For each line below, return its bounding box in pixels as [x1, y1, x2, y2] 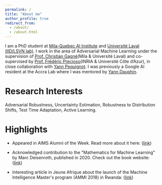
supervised [5, 59, 28, 64]
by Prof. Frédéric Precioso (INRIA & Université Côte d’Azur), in [28, 59, 150, 64]
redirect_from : [5, 20, 36, 26]
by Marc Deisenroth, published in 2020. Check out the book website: [12, 154, 150, 160]
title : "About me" [5, 12, 42, 17]
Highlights [5, 124, 48, 135]
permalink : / [5, 7, 32, 12]
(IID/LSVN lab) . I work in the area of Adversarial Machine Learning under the [5, 48, 158, 54]
